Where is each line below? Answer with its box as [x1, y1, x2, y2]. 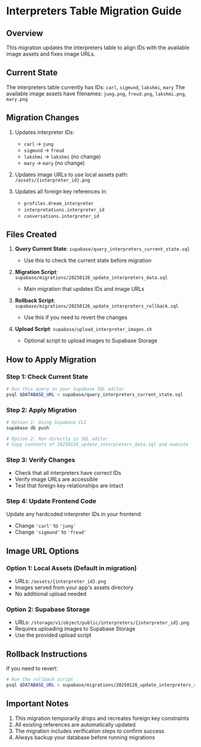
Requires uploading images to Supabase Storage [14, 625, 136, 632]
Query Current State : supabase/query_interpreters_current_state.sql [14, 245, 190, 252]
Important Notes [6, 698, 69, 709]
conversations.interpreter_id [23, 213, 100, 219]
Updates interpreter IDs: [14, 128, 75, 135]
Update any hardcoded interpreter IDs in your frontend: [6, 511, 142, 518]
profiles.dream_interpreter [23, 200, 94, 206]
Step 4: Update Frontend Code [6, 496, 97, 505]
